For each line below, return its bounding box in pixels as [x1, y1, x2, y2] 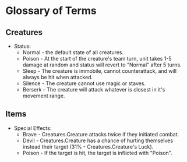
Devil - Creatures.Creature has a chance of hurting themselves [22, 137, 173, 144]
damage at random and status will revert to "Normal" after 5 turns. [22, 61, 182, 68]
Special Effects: [13, 124, 52, 132]
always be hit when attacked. [22, 74, 93, 80]
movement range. [22, 92, 65, 99]
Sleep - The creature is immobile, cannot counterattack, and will [22, 68, 177, 74]
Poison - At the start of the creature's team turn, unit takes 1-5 [22, 55, 172, 62]
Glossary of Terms [5, 4, 97, 17]
